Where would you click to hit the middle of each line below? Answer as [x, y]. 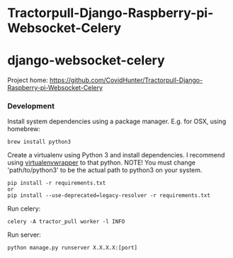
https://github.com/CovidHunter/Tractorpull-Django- [126, 80]
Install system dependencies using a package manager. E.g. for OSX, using [117, 121]
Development [31, 106]
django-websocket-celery [86, 61]
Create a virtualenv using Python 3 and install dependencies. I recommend [116, 155]
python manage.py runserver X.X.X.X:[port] [73, 248]
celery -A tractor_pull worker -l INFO [66, 222]
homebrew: [24, 129]
